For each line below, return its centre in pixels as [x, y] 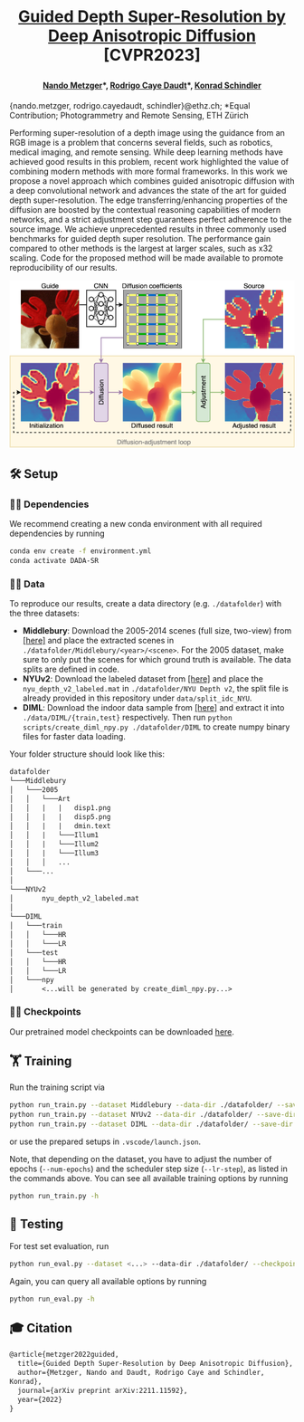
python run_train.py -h [54, 1197]
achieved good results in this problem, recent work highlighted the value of [149, 161]
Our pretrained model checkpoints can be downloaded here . [122, 1031]
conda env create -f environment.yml [81, 551]
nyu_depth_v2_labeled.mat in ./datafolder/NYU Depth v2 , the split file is [156, 689]
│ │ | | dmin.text [60, 826]
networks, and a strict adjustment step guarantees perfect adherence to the [151, 219]
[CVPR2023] [152, 55]
